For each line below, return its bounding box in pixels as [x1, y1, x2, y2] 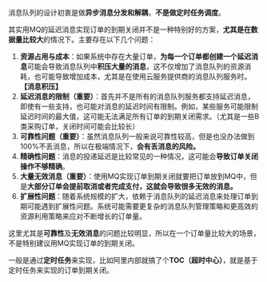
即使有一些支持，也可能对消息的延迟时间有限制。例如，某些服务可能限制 [19, 101, 258, 111]
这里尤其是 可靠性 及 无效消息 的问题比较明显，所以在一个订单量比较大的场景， [8, 228, 261, 238]
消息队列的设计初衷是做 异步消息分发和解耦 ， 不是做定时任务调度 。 [8, 8, 225, 17]
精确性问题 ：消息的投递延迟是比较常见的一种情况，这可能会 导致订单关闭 [19, 152, 258, 161]
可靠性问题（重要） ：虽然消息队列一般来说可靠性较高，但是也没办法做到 [19, 132, 255, 141]
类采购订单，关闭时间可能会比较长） [19, 121, 140, 131]
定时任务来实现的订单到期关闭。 [8, 265, 114, 275]
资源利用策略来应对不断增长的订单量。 [19, 212, 146, 220]
